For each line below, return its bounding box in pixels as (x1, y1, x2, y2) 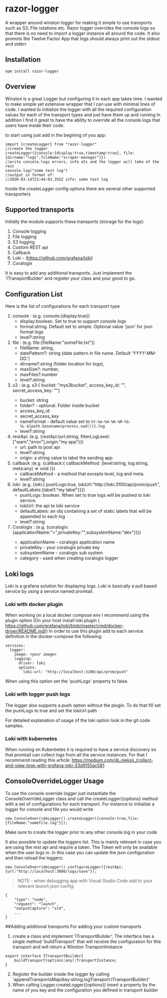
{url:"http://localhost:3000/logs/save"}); (5, 869, 97, 874)
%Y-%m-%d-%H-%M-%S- (91, 420, 131, 425)
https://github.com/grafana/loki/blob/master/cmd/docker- (5, 623, 124, 629)
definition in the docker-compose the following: (5, 634, 103, 640)
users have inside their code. (5, 122, 65, 128)
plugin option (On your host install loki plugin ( (5, 618, 100, 624)
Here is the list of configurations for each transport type (5, 303, 120, 309)
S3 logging (12, 239, 35, 245)
